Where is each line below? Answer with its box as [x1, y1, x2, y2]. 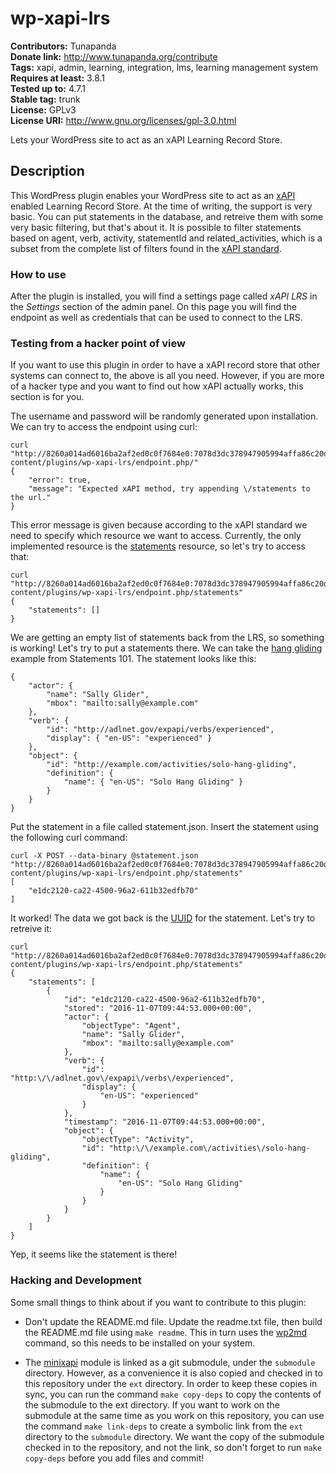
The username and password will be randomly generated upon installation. [10, 410, 319, 422]
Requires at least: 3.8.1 [10, 72, 106, 84]
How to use [10, 267, 67, 281]
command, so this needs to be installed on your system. [24, 1337, 256, 1349]
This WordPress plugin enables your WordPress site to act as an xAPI [10, 189, 296, 201]
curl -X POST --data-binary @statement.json [10, 851, 199, 861]
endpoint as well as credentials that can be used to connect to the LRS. [10, 312, 303, 324]
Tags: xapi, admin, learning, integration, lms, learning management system [10, 61, 318, 73]
